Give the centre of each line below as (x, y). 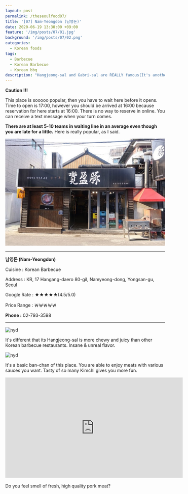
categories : (18, 43)
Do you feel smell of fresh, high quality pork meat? (58, 486)
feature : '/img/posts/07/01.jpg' (41, 32)
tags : (11, 53)
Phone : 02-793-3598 (28, 315)
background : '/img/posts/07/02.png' (44, 38)
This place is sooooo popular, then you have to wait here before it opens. (81, 100)
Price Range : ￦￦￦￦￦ (31, 305)
